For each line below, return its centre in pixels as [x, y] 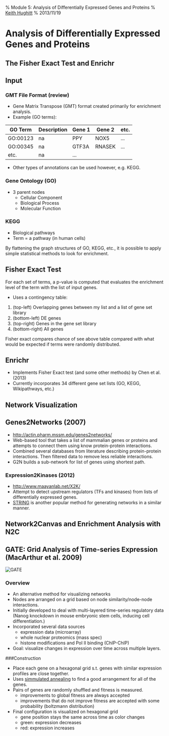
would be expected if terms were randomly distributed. [63, 344]
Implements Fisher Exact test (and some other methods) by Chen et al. [87, 372]
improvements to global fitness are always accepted [75, 696]
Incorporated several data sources [49, 627]
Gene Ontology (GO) [31, 181]
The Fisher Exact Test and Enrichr [60, 63]
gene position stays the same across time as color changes [82, 717]
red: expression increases [47, 728]
